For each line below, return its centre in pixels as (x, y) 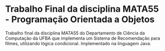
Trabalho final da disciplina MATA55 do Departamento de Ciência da (75, 33)
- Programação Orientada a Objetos (80, 19)
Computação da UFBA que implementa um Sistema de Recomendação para (83, 38)
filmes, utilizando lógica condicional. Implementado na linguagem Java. (78, 43)
